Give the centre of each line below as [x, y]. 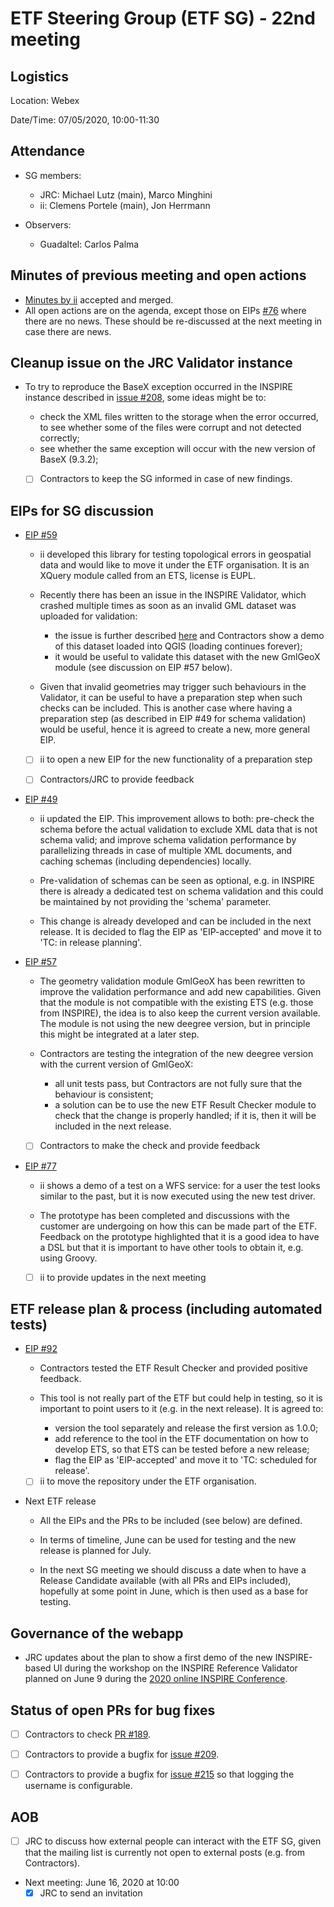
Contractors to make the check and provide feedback [150, 1146]
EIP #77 [40, 1166]
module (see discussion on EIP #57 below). [143, 668]
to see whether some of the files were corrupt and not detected [170, 428]
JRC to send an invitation [91, 1893]
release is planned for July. [95, 1551]
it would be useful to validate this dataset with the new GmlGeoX [187, 657]
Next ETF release [60, 1501]
